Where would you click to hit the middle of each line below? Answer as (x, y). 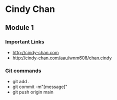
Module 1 (19, 28)
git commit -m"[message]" (40, 87)
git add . (21, 82)
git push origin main (33, 92)
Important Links (25, 42)
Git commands (23, 71)
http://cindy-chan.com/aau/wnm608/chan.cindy (62, 58)
